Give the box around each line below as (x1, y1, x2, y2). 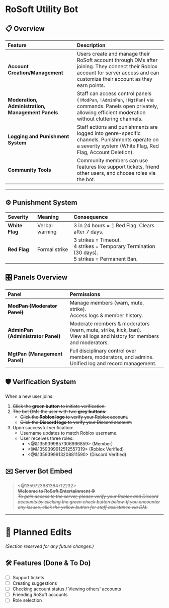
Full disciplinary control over (69, 347, 137, 354)
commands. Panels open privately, (77, 103, 158, 110)
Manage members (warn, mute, (69, 299, 144, 306)
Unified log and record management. (69, 360, 157, 367)
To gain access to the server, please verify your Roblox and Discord (17, 493, 159, 499)
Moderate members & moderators (69, 320, 150, 327)
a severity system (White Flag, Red (77, 142, 159, 149)
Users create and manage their (77, 50, 150, 57)
